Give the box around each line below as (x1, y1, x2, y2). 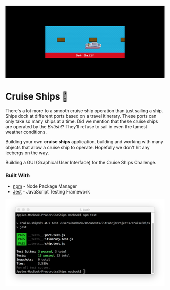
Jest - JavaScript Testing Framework (12, 189, 90, 195)
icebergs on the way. (5, 150, 49, 156)
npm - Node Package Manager (12, 183, 77, 189)
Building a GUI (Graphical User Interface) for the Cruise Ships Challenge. (5, 159, 157, 165)
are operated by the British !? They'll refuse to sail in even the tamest (5, 123, 148, 129)
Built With (5, 172, 30, 179)
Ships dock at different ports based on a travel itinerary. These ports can (5, 113, 157, 119)
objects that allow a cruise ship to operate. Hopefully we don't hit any (5, 144, 150, 150)
